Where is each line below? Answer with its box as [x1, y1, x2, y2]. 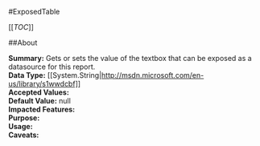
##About [8, 38, 38, 47]
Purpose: [8, 113, 40, 123]
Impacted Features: [8, 104, 75, 114]
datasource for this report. [8, 62, 96, 71]
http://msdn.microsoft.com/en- [101, 71, 204, 79]
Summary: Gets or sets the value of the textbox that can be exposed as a [8, 54, 252, 63]
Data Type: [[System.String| [8, 71, 102, 79]
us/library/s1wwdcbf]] [8, 79, 81, 88]
